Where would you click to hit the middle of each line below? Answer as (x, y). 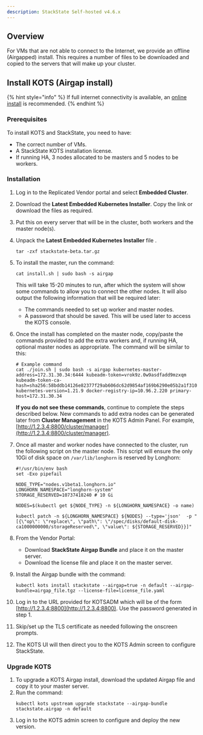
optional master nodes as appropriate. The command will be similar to (102, 347)
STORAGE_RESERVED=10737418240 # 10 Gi (64, 495)
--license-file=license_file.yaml (121, 591)
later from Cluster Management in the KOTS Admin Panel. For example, (105, 420)
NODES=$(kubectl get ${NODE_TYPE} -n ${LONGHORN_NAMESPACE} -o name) (105, 505)
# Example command (39, 364)
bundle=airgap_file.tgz (46, 591)
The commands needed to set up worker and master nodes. (99, 309)
